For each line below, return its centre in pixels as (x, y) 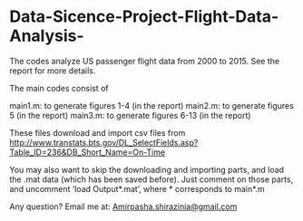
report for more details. (53, 71)
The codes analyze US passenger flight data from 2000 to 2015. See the (144, 61)
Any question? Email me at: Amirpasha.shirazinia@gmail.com (123, 207)
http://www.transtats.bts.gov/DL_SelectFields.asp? (104, 142)
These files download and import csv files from (98, 132)
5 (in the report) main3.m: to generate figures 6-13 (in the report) (130, 115)
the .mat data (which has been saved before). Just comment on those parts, (151, 179)
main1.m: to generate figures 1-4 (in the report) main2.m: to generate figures (152, 105)
